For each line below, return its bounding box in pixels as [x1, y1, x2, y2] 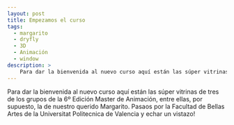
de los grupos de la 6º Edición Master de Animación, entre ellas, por [7, 94, 203, 103]
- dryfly [13, 36, 39, 43]
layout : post [7, 10, 45, 17]
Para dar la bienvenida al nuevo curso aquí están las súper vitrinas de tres [7, 87, 219, 96]
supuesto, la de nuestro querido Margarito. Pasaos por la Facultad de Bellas [7, 102, 225, 110]
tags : [7, 23, 23, 30]
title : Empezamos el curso [7, 17, 86, 24]
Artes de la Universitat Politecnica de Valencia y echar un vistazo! [7, 109, 196, 118]
